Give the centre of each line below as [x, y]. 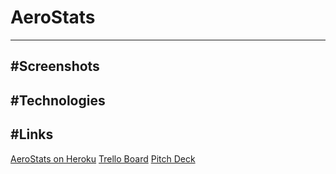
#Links [32, 134]
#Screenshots [55, 66]
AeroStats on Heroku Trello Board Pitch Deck [103, 158]
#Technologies [58, 100]
